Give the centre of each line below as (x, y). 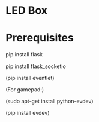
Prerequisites (40, 38)
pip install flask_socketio (36, 66)
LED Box (27, 11)
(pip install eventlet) (30, 78)
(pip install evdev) (28, 113)
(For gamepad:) (25, 90)
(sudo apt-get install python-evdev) (49, 101)
